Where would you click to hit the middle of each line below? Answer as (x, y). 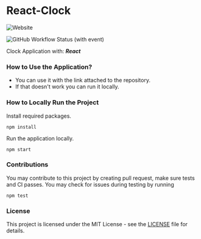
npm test (17, 196)
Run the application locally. (40, 138)
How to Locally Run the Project (53, 102)
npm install (21, 127)
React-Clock (39, 11)
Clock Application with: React (44, 51)
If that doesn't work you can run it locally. (67, 87)
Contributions (27, 165)
